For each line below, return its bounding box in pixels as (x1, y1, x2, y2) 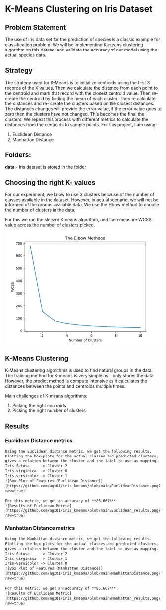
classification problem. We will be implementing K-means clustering (5, 42, 144, 48)
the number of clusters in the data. (5, 207, 76, 213)
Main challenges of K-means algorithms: (5, 393, 88, 399)
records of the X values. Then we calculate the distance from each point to (5, 85, 158, 91)
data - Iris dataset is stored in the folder (5, 164, 87, 170)
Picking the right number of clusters (12, 407, 86, 414)
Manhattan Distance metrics (5, 524, 75, 531)
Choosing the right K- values (5, 178, 96, 187)
